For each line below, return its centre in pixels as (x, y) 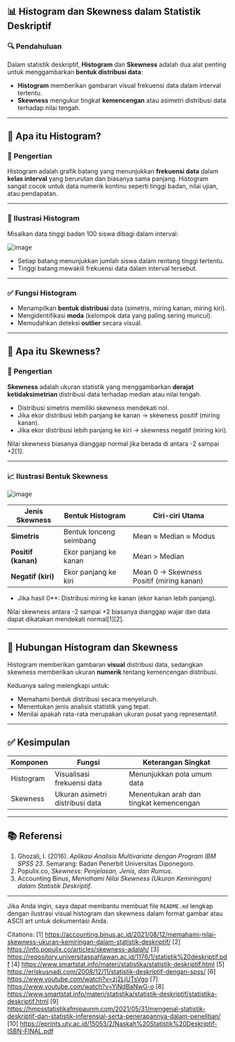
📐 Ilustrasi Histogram (44, 218)
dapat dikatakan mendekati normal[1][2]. (66, 619)
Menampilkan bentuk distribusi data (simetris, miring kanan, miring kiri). (122, 308)
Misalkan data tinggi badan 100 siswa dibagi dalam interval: (93, 234)
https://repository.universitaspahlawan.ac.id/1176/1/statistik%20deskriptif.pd (117, 957)
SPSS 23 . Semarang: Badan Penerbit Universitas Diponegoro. (106, 864)
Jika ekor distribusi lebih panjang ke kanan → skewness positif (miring (119, 415)
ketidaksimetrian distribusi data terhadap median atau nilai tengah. (104, 394)
